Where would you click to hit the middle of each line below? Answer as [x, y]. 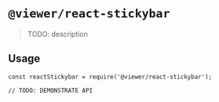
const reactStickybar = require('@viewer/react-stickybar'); [110, 77]
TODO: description [58, 34]
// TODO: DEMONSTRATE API [50, 90]
